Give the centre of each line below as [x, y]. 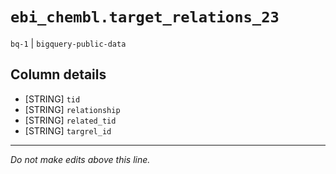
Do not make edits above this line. [80, 159]
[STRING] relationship [72, 109]
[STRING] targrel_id [68, 130]
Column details [58, 74]
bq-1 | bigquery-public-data [68, 43]
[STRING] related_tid [70, 120]
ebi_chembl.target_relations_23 [145, 17]
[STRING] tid [52, 99]
